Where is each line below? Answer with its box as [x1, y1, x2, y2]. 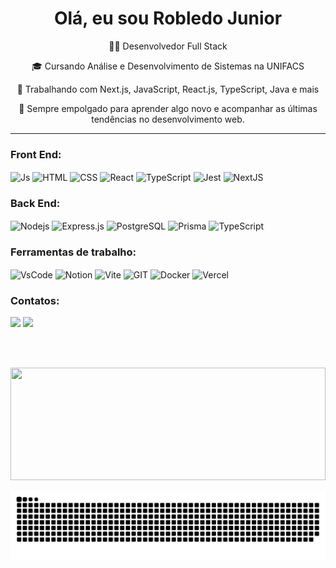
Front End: [10, 147, 62, 161]
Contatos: [10, 293, 60, 307]
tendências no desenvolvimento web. [91, 113, 245, 125]
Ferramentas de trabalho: [10, 245, 137, 259]
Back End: [10, 196, 61, 210]
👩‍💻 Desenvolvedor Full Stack [108, 40, 228, 52]
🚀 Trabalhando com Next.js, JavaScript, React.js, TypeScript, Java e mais [16, 83, 320, 95]
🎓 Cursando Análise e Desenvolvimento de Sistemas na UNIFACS [31, 60, 305, 72]
